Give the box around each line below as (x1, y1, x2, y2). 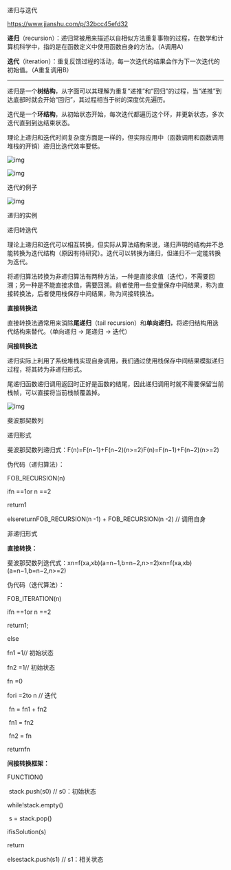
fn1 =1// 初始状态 (7, 649, 54, 657)
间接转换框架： (7, 759, 49, 767)
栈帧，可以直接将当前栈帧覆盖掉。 (7, 388, 104, 396)
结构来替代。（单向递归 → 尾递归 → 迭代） (12, 328, 131, 335)
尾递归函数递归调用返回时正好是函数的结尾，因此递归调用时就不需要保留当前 (7, 380, 224, 388)
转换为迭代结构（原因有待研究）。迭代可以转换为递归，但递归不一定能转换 (12, 249, 221, 257)
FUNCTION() (7, 773, 43, 781)
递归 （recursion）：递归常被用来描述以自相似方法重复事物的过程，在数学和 (7, 34, 218, 42)
